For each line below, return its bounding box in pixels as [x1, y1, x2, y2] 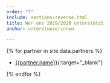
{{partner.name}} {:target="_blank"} [15, 59, 103, 66]
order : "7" [6, 8, 34, 15]
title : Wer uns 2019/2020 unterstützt [6, 20, 104, 26]
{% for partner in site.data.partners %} [6, 48, 103, 55]
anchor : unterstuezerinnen [6, 25, 74, 32]
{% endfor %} [6, 70, 41, 78]
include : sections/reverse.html [6, 14, 88, 20]
